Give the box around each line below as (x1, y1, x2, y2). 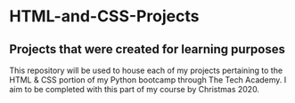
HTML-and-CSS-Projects (9, 6, 200, 27)
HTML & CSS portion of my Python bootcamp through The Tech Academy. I (9, 75, 287, 85)
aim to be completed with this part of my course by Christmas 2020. (9, 84, 260, 94)
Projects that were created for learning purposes (9, 42, 285, 57)
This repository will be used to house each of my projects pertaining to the (9, 65, 283, 75)
